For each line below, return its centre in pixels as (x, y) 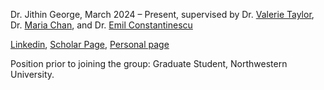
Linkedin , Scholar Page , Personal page (90, 44)
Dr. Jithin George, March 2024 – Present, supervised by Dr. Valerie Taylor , (162, 14)
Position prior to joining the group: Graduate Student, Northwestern (149, 63)
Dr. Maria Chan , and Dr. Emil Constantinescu (101, 25)
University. (32, 74)
